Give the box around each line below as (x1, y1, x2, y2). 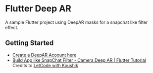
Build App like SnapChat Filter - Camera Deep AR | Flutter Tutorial (12, 57, 146, 63)
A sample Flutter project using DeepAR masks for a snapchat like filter (5, 19, 148, 25)
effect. (5, 24, 19, 30)
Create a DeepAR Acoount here (12, 52, 77, 58)
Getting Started (5, 39, 54, 47)
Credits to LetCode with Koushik (12, 62, 78, 68)
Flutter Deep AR (5, 3, 72, 14)
